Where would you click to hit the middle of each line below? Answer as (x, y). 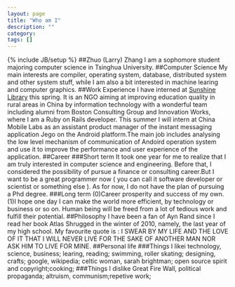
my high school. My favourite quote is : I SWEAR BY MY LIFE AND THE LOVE (118, 232)
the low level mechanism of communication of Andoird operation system (112, 142)
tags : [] (20, 40)
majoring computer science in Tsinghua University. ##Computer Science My (117, 67)
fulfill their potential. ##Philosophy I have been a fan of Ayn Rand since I (111, 216)
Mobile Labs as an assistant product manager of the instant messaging (110, 127)
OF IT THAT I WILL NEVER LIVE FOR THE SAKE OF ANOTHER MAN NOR (112, 239)
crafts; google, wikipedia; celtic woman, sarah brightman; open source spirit (117, 261)
